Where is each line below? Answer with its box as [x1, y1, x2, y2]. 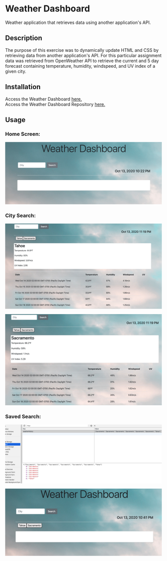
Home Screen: [5, 130, 41, 137]
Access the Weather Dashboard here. [5, 96, 82, 102]
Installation [5, 83, 41, 91]
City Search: [5, 212, 36, 219]
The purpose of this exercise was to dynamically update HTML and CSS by [5, 47, 159, 53]
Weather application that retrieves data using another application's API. [5, 19, 151, 25]
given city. [5, 68, 26, 74]
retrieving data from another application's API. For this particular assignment [5, 52, 162, 58]
